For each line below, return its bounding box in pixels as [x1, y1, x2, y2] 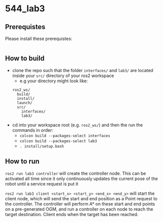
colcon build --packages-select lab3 [19, 139, 98, 144]
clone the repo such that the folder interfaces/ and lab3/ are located [12, 67, 154, 73]
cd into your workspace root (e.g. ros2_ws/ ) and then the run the [12, 122, 143, 128]
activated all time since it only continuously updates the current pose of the [5, 176, 158, 182]
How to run [5, 157, 40, 166]
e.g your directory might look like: [19, 77, 88, 84]
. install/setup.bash [19, 144, 64, 148]
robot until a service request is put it [5, 181, 79, 186]
